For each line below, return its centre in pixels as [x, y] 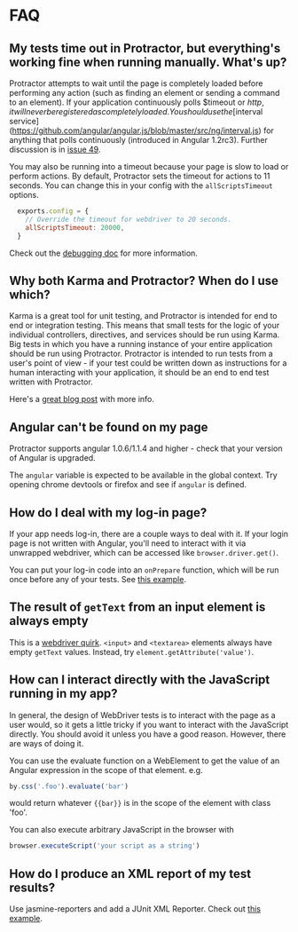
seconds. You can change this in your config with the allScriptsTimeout [141, 186]
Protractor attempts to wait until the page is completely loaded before [136, 83]
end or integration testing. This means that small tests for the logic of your [145, 326]
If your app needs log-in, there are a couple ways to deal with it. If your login [149, 533]
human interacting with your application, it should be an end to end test [139, 373]
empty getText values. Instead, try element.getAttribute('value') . [132, 652]
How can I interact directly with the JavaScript [140, 680]
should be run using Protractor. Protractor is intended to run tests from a [141, 354]
